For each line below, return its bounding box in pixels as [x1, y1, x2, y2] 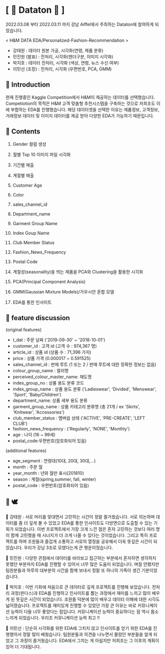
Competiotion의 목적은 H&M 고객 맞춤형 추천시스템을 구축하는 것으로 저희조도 [5, 100, 156, 106]
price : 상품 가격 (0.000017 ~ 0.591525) [12, 356, 91, 361]
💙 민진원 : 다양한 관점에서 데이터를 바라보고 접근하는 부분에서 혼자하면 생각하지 [5, 555, 157, 561]
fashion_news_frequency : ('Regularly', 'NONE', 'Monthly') [12, 426, 130, 432]
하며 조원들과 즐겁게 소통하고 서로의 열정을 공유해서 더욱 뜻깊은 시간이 [18, 539, 153, 545]
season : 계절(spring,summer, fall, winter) [12, 476, 96, 482]
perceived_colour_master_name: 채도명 [12, 374, 92, 380]
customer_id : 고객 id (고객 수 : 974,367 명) [12, 343, 97, 349]
